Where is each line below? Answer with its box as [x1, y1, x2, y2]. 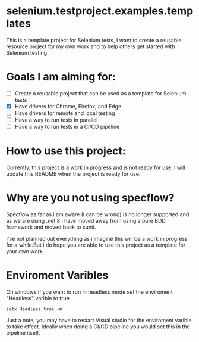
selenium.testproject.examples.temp [6, 4, 194, 18]
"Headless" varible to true [6, 295, 70, 301]
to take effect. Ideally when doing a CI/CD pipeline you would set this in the [6, 323, 190, 330]
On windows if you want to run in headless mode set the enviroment [6, 288, 173, 296]
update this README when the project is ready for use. [6, 170, 141, 178]
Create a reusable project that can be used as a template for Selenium [14, 89, 187, 97]
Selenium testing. [6, 49, 49, 56]
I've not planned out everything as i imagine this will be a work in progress [6, 235, 188, 242]
